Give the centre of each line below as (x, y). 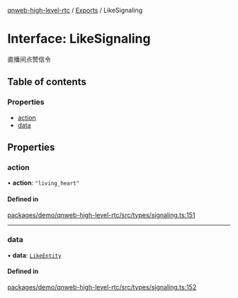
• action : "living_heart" (44, 183)
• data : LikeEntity (34, 255)
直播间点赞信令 (29, 59)
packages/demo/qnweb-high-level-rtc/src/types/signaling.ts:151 (101, 214)
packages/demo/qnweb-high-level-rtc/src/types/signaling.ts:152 (102, 287)
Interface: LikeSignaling (79, 39)
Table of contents (47, 82)
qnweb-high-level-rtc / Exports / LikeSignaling (75, 10)
